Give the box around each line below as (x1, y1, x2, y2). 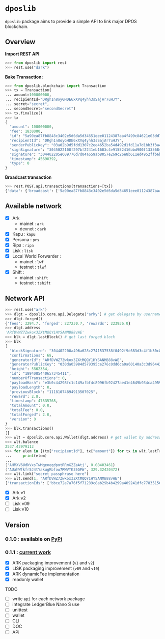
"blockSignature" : (9, 348, 48, 353)
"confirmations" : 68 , (9, 353, 54, 358)
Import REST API (5, 51, 40, 56)
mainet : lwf (19, 259, 44, 265)
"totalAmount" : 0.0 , (9, 403, 52, 408)
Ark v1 (12, 490, 26, 496)
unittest (12, 607, 28, 613)
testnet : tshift (19, 280, 51, 286)
